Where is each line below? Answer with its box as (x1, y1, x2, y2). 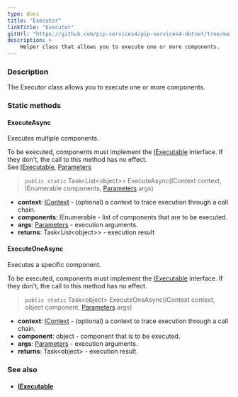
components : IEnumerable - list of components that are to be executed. (17, 213, 228, 222)
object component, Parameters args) (24, 303, 132, 311)
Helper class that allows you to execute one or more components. (20, 43, 220, 50)
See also (7, 364, 38, 374)
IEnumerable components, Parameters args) (24, 184, 154, 192)
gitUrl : (7, 30, 30, 38)
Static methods (7, 101, 62, 111)
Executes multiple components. (7, 134, 99, 143)
